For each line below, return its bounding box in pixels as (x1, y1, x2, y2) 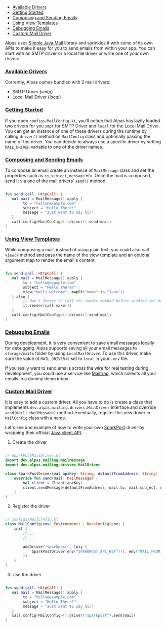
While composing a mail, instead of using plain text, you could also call (5, 247, 149, 253)
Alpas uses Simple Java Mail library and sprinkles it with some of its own (5, 40, 153, 46)
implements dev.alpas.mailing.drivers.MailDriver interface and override (5, 404, 157, 410)
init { (14, 526, 28, 531)
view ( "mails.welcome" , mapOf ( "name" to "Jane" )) (23, 289, 125, 294)
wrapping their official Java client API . (5, 430, 83, 436)
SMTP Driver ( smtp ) (12, 89, 53, 95)
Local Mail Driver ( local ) (12, 94, 61, 100)
